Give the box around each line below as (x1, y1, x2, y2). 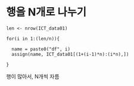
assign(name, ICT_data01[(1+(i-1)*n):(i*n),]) (11, 51, 129, 57)
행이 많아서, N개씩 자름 (6, 72, 60, 80)
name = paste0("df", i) (11, 46, 70, 52)
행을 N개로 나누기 (6, 5, 86, 19)
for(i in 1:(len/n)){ (6, 36, 60, 42)
